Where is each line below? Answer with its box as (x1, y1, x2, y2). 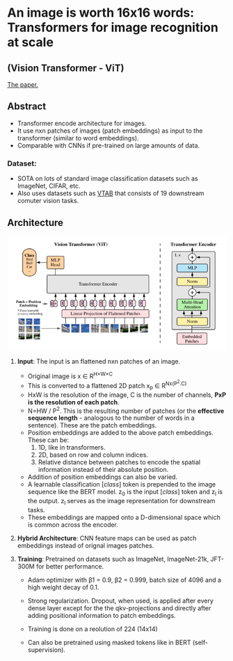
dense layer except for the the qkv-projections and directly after (27, 604, 211, 612)
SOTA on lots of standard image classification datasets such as (17, 174, 198, 183)
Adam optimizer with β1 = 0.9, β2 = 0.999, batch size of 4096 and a (27, 576, 221, 584)
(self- (192, 638, 209, 646)
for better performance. (35, 562, 104, 571)
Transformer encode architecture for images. (17, 119, 147, 127)
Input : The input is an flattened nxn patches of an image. (17, 357, 181, 366)
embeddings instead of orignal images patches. (17, 541, 154, 550)
